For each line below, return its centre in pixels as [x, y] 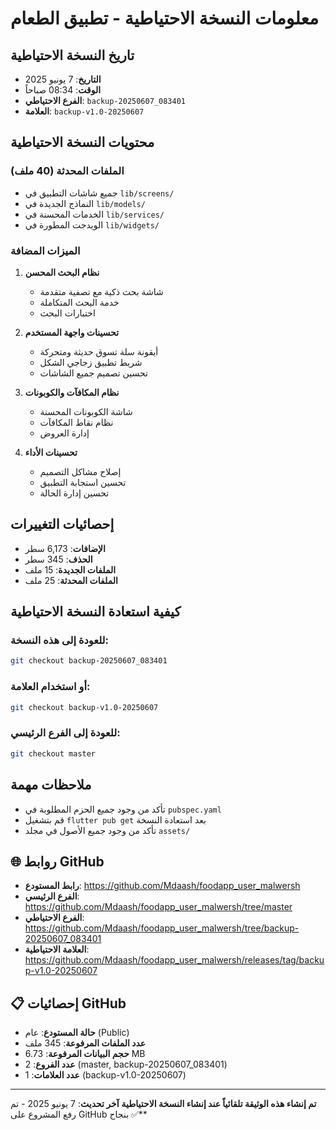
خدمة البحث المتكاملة [79, 302]
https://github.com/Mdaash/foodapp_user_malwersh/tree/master [158, 907]
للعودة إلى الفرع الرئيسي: [65, 733]
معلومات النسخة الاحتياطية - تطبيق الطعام [165, 18]
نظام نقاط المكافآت [76, 422]
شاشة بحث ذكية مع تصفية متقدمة [101, 291]
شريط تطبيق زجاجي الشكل [91, 362]
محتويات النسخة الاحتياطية [82, 142]
